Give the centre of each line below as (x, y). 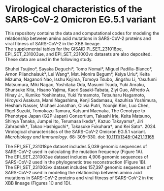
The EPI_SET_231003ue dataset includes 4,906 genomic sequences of (77, 157)
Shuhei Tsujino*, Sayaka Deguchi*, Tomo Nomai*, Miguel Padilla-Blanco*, (79, 69)
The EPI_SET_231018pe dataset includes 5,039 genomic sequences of (76, 146)
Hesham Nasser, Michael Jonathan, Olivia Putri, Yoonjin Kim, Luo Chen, (78, 105)
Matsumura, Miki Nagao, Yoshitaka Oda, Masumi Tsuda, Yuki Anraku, (75, 84)
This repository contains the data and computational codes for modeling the (82, 33)
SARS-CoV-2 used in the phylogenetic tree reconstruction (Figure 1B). (76, 162)
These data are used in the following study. (49, 59)
